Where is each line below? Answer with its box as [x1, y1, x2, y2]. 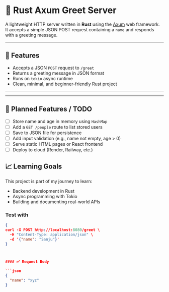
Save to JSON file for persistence [12, 130, 82, 136]
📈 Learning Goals [5, 162, 62, 171]
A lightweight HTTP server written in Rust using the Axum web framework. [5, 21, 160, 27]
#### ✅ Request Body [5, 259, 49, 264]
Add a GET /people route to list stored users [12, 124, 103, 130]
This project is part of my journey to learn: [5, 178, 93, 184]
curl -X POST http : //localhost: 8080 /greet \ [5, 227, 100, 232]
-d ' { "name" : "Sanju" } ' [10, 237, 59, 242]
